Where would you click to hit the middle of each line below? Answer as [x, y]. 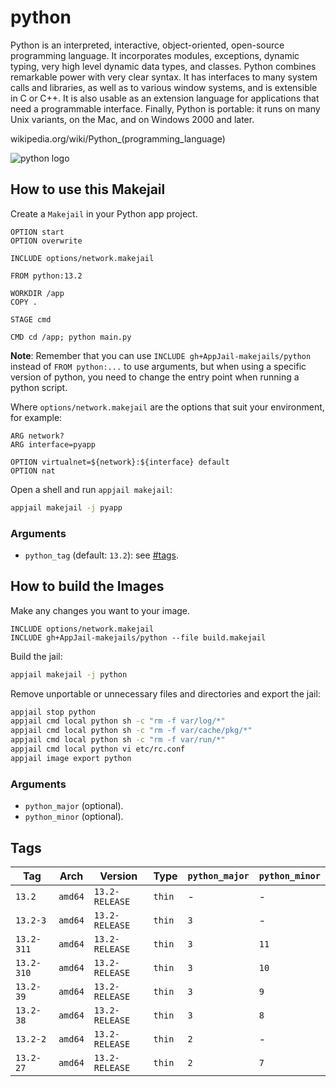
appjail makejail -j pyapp [66, 507]
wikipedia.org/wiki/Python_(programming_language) [118, 138]
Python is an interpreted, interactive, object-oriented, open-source [147, 45]
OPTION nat [33, 471]
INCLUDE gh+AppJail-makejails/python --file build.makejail [138, 637]
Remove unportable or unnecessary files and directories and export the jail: [165, 693]
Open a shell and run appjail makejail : [91, 489]
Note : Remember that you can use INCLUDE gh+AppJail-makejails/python [161, 355]
